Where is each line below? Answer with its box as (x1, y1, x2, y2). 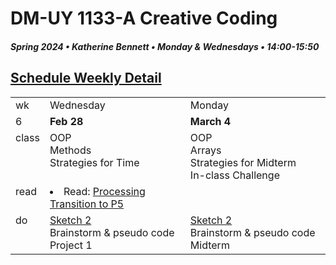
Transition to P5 (49, 197, 125, 211)
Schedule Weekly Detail (10, 70, 162, 87)
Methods (49, 143, 92, 157)
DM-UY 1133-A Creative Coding (10, 7, 278, 30)
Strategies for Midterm (189, 155, 297, 169)
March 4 (189, 114, 232, 128)
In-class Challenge (189, 168, 280, 182)
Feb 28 (49, 114, 84, 128)
